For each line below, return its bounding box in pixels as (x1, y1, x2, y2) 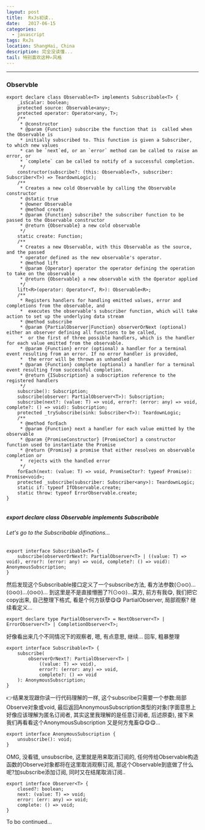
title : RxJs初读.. (6, 15, 54, 21)
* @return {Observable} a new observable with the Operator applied (20, 276, 198, 282)
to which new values (6, 142, 59, 149)
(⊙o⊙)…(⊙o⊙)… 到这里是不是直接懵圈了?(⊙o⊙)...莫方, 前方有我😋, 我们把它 (6, 588, 198, 596)
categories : (6, 26, 37, 32)
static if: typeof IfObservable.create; (17, 484, 121, 491)
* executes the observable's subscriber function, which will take (20, 308, 198, 314)
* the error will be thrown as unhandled (20, 356, 130, 362)
